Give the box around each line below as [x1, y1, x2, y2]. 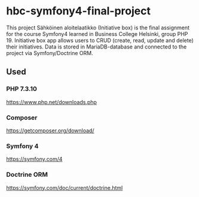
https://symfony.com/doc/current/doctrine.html [6, 184, 123, 191]
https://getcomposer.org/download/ [6, 127, 94, 134]
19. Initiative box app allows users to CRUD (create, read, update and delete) [6, 37, 194, 44]
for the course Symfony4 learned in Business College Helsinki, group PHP [6, 30, 188, 37]
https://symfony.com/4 [6, 156, 63, 163]
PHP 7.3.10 [6, 85, 38, 93]
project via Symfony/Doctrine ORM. [6, 49, 94, 56]
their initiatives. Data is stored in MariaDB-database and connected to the [6, 43, 187, 50]
